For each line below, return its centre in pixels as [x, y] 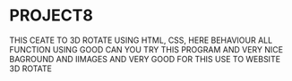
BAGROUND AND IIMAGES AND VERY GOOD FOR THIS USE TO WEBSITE [145, 59]
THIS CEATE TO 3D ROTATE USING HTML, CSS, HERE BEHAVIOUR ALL [141, 40]
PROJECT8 [52, 16]
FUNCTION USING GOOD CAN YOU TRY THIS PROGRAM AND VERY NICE [146, 49]
